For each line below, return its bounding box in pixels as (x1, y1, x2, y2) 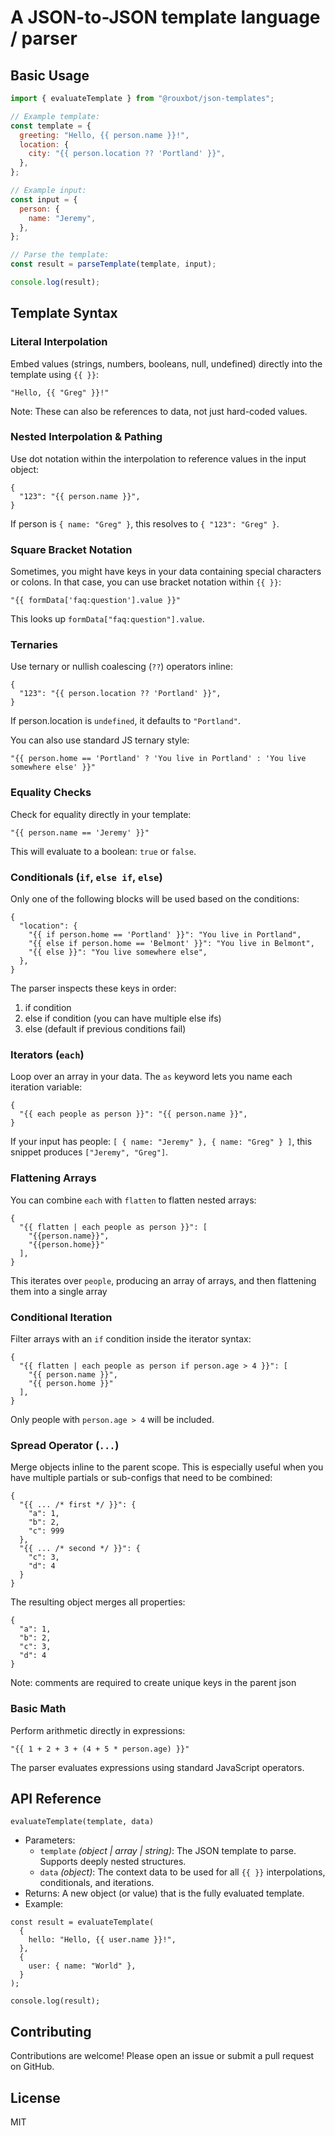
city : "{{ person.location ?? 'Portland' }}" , (28, 149, 226, 159)
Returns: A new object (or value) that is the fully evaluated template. (24, 1887, 305, 1900)
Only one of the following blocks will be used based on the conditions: (10, 893, 300, 905)
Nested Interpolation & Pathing (10, 430, 163, 444)
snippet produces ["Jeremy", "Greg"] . (10, 1146, 169, 1158)
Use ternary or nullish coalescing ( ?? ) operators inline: (10, 661, 233, 673)
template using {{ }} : (10, 368, 99, 380)
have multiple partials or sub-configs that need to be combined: (10, 1472, 273, 1484)
